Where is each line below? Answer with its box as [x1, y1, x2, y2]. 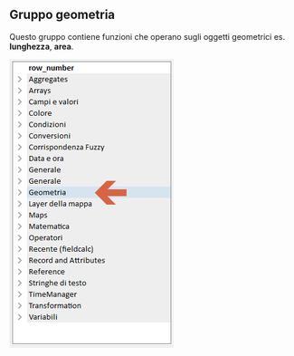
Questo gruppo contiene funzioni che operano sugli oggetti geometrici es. [9, 31, 286, 42]
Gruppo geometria [9, 7, 116, 23]
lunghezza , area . [9, 41, 74, 52]
